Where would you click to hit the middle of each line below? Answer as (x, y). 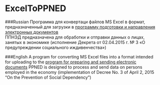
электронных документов (32, 32)
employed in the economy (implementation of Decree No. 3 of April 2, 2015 (80, 72)
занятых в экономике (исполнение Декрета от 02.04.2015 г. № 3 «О (75, 42)
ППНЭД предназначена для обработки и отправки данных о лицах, (75, 37)
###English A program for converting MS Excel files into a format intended (79, 57)
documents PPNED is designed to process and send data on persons (74, 67)
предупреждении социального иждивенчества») (56, 47)
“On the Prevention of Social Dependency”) (48, 77)
